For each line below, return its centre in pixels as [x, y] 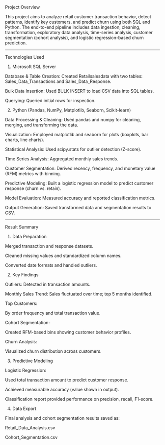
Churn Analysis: [21, 342]
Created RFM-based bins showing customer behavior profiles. [68, 332]
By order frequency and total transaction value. [53, 313]
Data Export [24, 408]
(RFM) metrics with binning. [33, 174]
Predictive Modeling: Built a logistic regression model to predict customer [79, 183]
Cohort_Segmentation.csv [31, 437]
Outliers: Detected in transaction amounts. [48, 284]
